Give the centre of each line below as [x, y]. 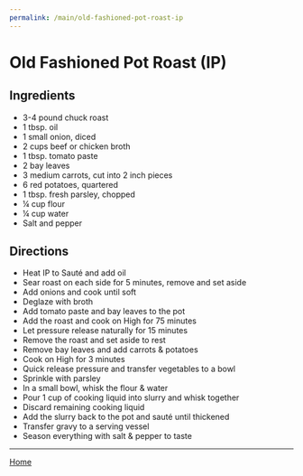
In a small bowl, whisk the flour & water [95, 388]
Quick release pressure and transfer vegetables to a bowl [129, 369]
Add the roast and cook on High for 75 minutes [109, 321]
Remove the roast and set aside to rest [94, 341]
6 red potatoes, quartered [70, 184]
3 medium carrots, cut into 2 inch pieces [97, 175]
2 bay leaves [46, 165]
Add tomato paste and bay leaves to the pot [104, 312]
